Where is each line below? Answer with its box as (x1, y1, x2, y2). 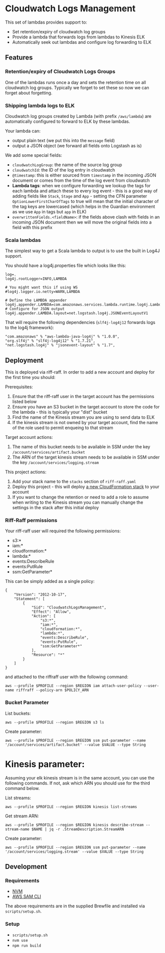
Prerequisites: (5, 384, 33, 390)
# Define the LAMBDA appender (5, 298, 67, 303)
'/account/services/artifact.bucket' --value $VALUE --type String (5, 742, 146, 747)
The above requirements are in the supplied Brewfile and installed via (5, 903, 145, 909)
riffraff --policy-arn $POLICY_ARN (16, 688, 89, 693)
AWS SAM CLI (12, 894, 41, 899)
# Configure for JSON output (5, 307, 65, 312)
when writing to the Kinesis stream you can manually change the (12, 499, 143, 505)
